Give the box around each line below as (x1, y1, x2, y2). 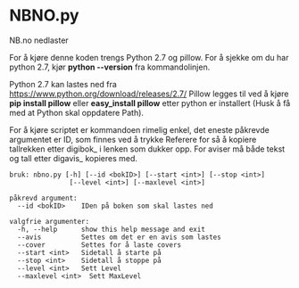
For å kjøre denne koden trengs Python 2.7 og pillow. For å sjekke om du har (9, 52, 289, 62)
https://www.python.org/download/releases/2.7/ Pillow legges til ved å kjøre (9, 88, 289, 99)
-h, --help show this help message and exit (17, 225, 205, 234)
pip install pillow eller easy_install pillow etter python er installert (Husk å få (9, 97, 291, 108)
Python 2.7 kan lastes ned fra (9, 78, 118, 89)
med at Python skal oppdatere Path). (9, 107, 145, 118)
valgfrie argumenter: (9, 217, 90, 226)
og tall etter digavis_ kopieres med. (9, 152, 138, 163)
